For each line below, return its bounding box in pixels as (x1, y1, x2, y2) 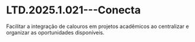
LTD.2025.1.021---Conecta (6, 3, 141, 17)
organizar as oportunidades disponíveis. (6, 29, 105, 36)
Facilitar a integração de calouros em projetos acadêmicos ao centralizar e (6, 23, 189, 30)
